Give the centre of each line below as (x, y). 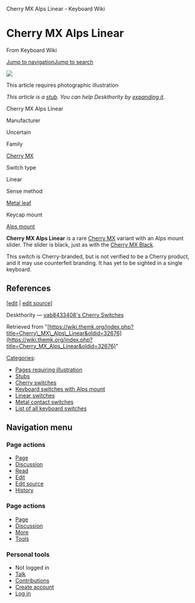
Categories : (21, 357)
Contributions (32, 581)
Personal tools (28, 554)
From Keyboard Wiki (32, 50)
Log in (23, 594)
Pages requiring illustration (49, 370)
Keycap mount (24, 215)
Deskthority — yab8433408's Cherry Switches (65, 315)
